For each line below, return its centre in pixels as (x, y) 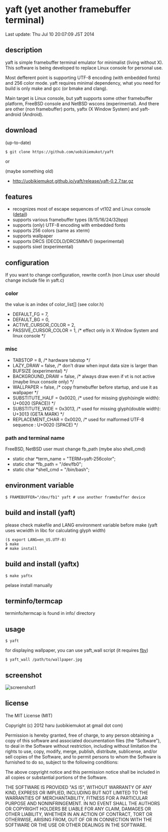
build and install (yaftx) (42, 564)
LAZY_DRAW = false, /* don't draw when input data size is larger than (85, 365)
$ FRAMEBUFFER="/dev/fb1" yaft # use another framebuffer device (75, 497)
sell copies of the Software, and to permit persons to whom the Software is (83, 756)
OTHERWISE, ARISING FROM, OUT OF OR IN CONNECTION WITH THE (79, 819)
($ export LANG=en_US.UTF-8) (36, 540)
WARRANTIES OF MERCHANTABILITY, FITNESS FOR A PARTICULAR (76, 798)
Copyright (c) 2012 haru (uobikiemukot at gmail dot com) (64, 725)
